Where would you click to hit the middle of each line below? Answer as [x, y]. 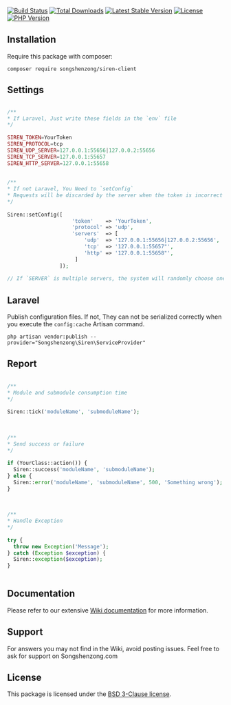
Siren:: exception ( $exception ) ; [58, 559]
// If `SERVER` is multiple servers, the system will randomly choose [110, 279]
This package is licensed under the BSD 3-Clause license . [89, 694]
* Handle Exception [35, 521]
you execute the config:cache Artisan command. [76, 324]
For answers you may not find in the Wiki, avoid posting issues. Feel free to [113, 648]
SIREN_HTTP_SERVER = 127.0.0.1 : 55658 [58, 163]
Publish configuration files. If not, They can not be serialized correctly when [114, 317]
